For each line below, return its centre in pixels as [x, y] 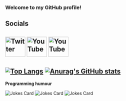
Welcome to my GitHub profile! [43, 7]
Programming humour [28, 83]
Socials [17, 24]
